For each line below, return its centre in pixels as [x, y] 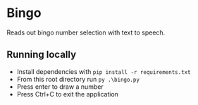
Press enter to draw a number [60, 87]
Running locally [42, 55]
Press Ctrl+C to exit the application [68, 94]
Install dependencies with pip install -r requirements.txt [104, 71]
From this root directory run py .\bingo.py [78, 79]
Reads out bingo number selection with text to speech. [86, 32]
